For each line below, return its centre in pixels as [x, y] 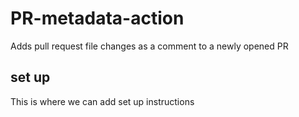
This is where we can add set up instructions [102, 101]
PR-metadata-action [97, 18]
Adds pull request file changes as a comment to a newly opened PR [149, 46]
